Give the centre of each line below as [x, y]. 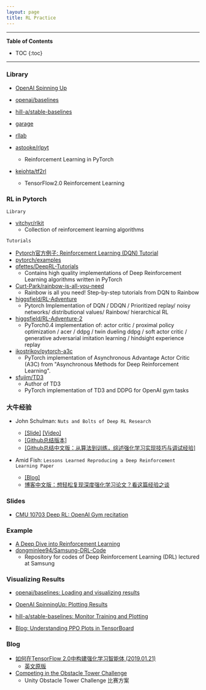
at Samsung [40, 563]
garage [24, 123]
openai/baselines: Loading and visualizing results [77, 592]
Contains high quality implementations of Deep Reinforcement [103, 273]
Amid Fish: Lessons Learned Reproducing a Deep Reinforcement [95, 460]
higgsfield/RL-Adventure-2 [49, 319]
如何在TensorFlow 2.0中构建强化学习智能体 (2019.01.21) [86, 658]
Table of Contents [30, 41]
